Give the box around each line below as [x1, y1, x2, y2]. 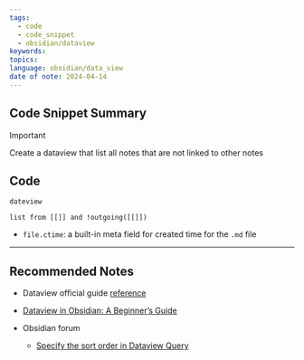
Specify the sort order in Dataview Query [35, 340, 189, 351]
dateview [9, 197, 43, 206]
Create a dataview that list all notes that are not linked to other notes [9, 147, 264, 158]
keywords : [9, 47, 47, 56]
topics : [9, 55, 39, 64]
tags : [9, 13, 30, 23]
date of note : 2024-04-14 [9, 72, 107, 81]
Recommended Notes [9, 263, 134, 279]
